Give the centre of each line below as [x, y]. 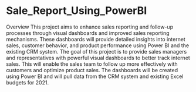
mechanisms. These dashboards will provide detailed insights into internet [96, 39]
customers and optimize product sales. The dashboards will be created [92, 70]
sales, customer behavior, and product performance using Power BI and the [98, 45]
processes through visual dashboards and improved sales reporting [88, 33]
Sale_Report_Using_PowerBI [77, 11]
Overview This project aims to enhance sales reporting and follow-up [90, 27]
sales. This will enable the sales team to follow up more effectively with [92, 64]
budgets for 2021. [27, 82]
